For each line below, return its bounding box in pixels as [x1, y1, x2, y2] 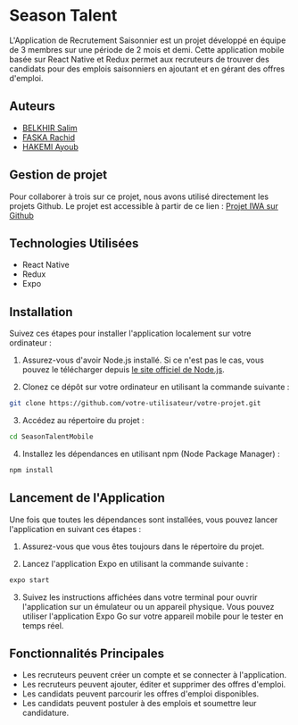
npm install [9, 465, 54, 474]
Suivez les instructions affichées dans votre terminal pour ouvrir [21, 591, 258, 603]
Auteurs [9, 99, 56, 114]
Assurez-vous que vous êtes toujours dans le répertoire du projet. [21, 541, 265, 552]
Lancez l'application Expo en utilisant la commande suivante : [21, 558, 249, 569]
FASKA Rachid [21, 131, 76, 143]
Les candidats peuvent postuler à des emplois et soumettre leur [21, 698, 257, 709]
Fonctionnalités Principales [9, 646, 165, 661]
